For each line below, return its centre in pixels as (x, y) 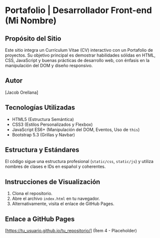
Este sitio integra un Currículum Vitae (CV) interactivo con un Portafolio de (79, 50)
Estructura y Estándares (42, 150)
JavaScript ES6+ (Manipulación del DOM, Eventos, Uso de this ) (76, 129)
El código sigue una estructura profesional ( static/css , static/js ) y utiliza (79, 162)
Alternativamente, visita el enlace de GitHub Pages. (63, 204)
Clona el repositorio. (32, 193)
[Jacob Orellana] (22, 92)
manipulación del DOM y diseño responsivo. (49, 66)
